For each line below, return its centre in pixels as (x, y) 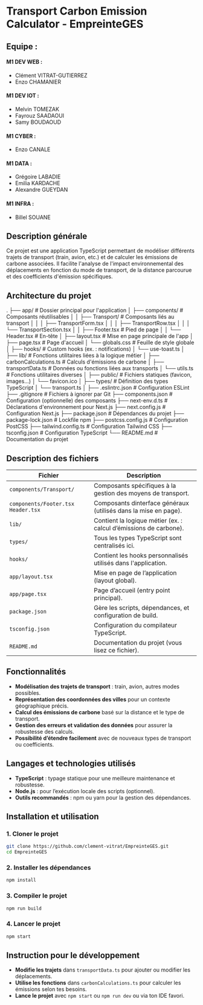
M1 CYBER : (21, 136)
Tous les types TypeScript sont (137, 538)
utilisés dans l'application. (130, 563)
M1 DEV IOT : (23, 96)
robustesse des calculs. (44, 731)
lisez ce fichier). (116, 651)
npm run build (24, 909)
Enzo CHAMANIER (38, 82)
